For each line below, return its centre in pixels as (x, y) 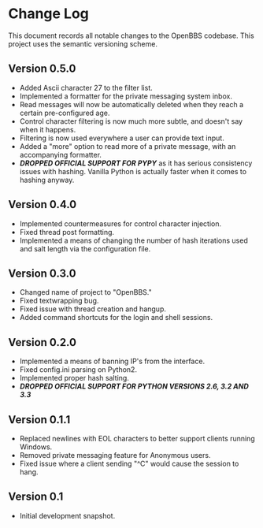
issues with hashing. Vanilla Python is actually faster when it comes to (133, 171)
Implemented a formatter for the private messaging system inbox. (126, 96)
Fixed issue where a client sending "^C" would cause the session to (129, 463)
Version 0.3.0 (42, 273)
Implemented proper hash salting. (74, 378)
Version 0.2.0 (43, 342)
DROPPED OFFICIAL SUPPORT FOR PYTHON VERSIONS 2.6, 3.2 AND (134, 386)
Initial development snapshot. (67, 515)
